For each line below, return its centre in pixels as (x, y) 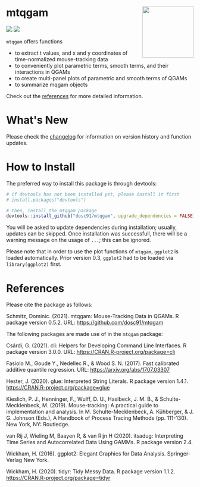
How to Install (41, 167)
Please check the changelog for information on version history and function (99, 136)
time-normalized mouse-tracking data (61, 59)
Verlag (14, 460)
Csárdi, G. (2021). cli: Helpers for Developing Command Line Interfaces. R (96, 345)
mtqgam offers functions (35, 41)
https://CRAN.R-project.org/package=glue (58, 388)
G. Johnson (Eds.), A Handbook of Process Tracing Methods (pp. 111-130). (97, 418)
